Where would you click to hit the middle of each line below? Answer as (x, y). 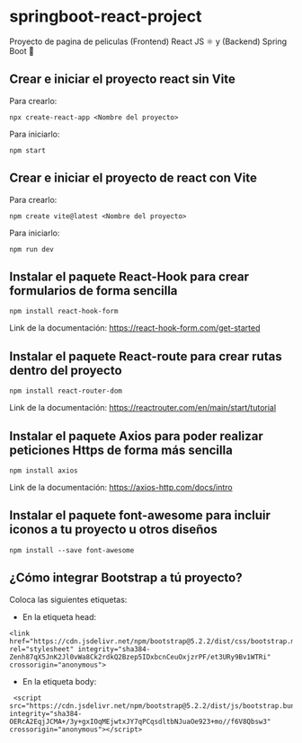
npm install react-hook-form (64, 312)
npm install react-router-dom (66, 391)
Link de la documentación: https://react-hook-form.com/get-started (135, 328)
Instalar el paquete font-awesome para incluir (140, 515)
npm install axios (44, 471)
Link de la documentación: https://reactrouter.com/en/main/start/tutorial (143, 408)
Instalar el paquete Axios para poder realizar (136, 436)
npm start (28, 150)
